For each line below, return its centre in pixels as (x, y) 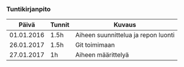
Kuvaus (125, 25)
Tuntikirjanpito (29, 9)
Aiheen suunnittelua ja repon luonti (125, 35)
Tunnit (60, 25)
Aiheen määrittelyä (102, 55)
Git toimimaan (95, 45)
